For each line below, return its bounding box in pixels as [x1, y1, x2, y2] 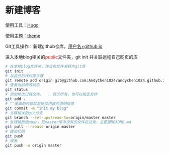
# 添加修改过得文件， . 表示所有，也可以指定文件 [5, 92, 98, 97]
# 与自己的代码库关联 [5, 73, 44, 78]
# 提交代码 [5, 129, 25, 134]
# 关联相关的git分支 [5, 110, 43, 115]
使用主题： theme [5, 32, 41, 38]
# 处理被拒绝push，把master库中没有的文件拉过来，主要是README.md [5, 119, 132, 125]
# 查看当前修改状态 [5, 82, 40, 87]
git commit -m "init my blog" [5, 105, 69, 110]
